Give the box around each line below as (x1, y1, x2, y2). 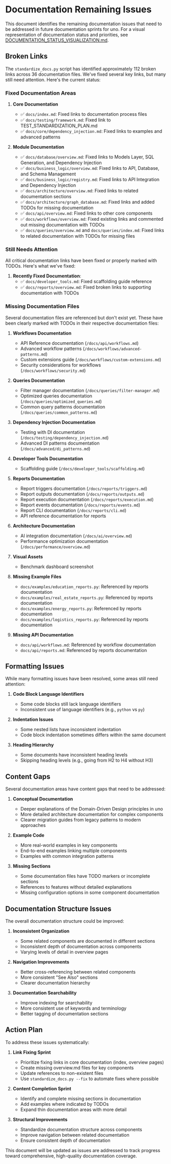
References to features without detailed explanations (20, 884, 132, 890)
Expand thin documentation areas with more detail (20, 1106, 127, 1113)
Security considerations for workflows (20, 362, 101, 368)
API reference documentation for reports (20, 513, 106, 519)
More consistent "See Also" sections (20, 974, 98, 981)
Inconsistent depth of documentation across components (20, 943, 142, 950)
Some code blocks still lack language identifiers (20, 701, 121, 707)
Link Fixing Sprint (12, 1049, 51, 1055)
